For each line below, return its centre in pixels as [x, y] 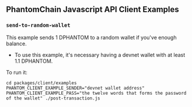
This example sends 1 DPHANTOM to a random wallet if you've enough [91, 37]
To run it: [17, 72]
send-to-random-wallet [38, 25]
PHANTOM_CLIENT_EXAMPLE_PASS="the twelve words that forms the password [96, 93]
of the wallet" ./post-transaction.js [53, 98]
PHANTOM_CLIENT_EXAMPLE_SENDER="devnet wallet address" [75, 88]
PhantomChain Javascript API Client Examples [92, 10]
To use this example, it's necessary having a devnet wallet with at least [100, 55]
